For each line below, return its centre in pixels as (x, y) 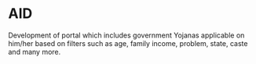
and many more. (35, 52)
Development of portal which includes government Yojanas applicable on (126, 35)
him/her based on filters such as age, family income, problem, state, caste (128, 43)
